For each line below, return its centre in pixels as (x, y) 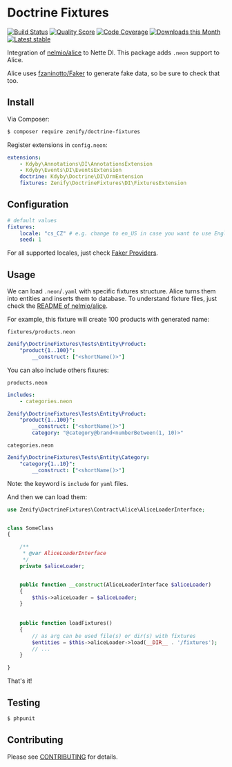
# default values (32, 220)
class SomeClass (30, 528)
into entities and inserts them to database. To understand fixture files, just (112, 299)
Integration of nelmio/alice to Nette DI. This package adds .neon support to (113, 52)
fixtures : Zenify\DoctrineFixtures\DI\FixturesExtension (103, 183)
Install (21, 103)
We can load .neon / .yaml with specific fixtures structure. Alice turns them (112, 291)
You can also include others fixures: (58, 370)
